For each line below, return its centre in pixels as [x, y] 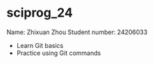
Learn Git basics [40, 45]
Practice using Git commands [59, 53]
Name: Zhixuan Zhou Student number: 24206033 [77, 32]
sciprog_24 [40, 13]
